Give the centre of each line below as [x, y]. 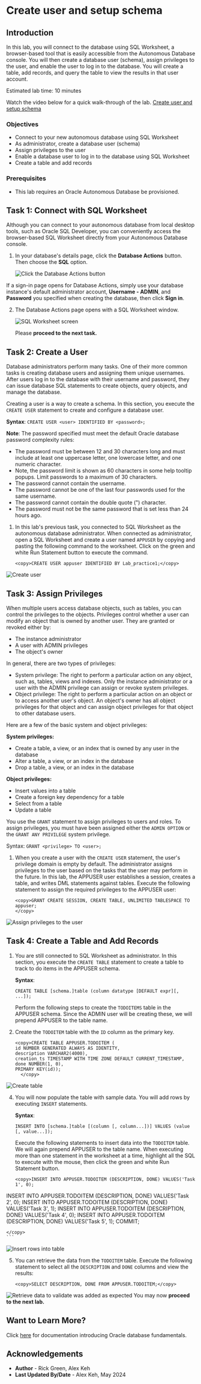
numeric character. [38, 464]
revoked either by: [28, 627]
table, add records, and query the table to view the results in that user [92, 72]
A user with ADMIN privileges [51, 645]
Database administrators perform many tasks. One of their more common [97, 367]
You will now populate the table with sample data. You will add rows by [102, 1097]
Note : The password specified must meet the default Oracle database [93, 433]
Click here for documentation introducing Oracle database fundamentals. [97, 1335]
